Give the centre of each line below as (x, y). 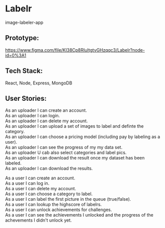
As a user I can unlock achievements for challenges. (59, 210)
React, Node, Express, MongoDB (39, 83)
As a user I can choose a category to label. (49, 194)
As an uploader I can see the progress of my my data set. (64, 148)
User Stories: (26, 98)
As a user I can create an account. (40, 178)
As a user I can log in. (27, 183)
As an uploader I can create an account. (46, 110)
